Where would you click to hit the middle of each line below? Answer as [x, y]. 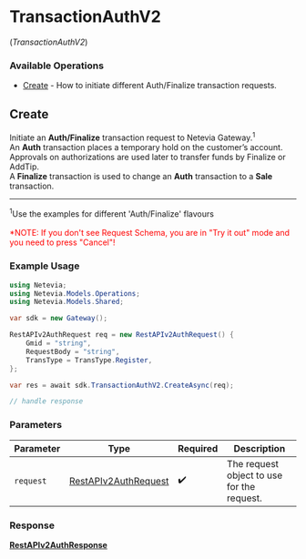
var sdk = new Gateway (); [58, 319]
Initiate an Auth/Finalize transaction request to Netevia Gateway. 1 [133, 137]
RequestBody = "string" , [73, 351]
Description [260, 448]
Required [198, 448]
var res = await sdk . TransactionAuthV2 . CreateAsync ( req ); [122, 385]
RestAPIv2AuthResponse [58, 544]
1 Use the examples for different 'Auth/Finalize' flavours [112, 213]
